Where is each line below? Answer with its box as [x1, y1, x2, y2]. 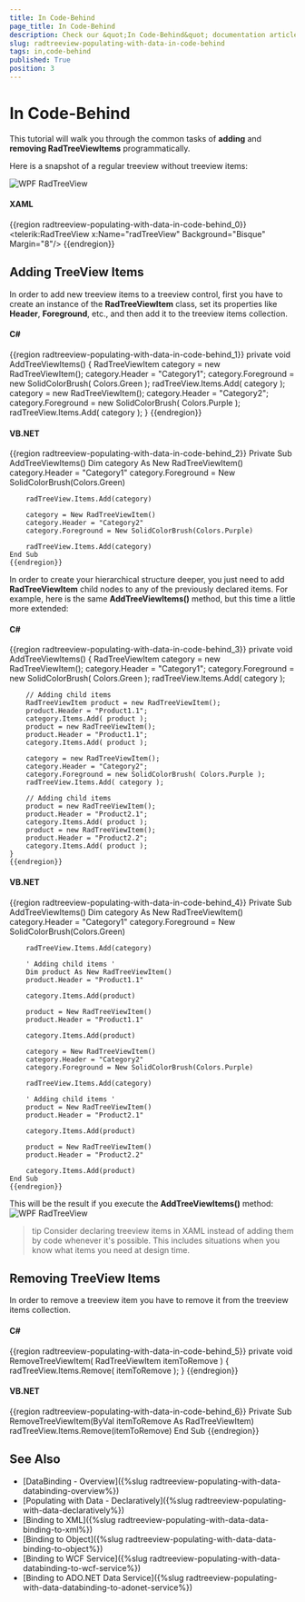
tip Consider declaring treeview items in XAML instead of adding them [31, 1225, 294, 1236]
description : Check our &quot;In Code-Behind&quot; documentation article [9, 30, 299, 39]
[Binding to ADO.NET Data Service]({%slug [22, 1572, 184, 1583]
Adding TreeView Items [9, 264, 144, 280]
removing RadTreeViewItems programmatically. [9, 143, 191, 154]
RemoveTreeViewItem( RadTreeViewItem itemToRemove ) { [9, 1355, 230, 1366]
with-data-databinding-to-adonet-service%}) [22, 1582, 193, 1593]
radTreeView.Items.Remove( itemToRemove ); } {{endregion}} [9, 1365, 239, 1376]
